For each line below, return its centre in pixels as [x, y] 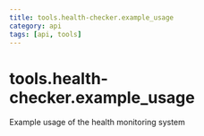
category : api [36, 26]
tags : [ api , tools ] [46, 34]
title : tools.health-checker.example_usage [92, 17]
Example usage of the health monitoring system [98, 123]
